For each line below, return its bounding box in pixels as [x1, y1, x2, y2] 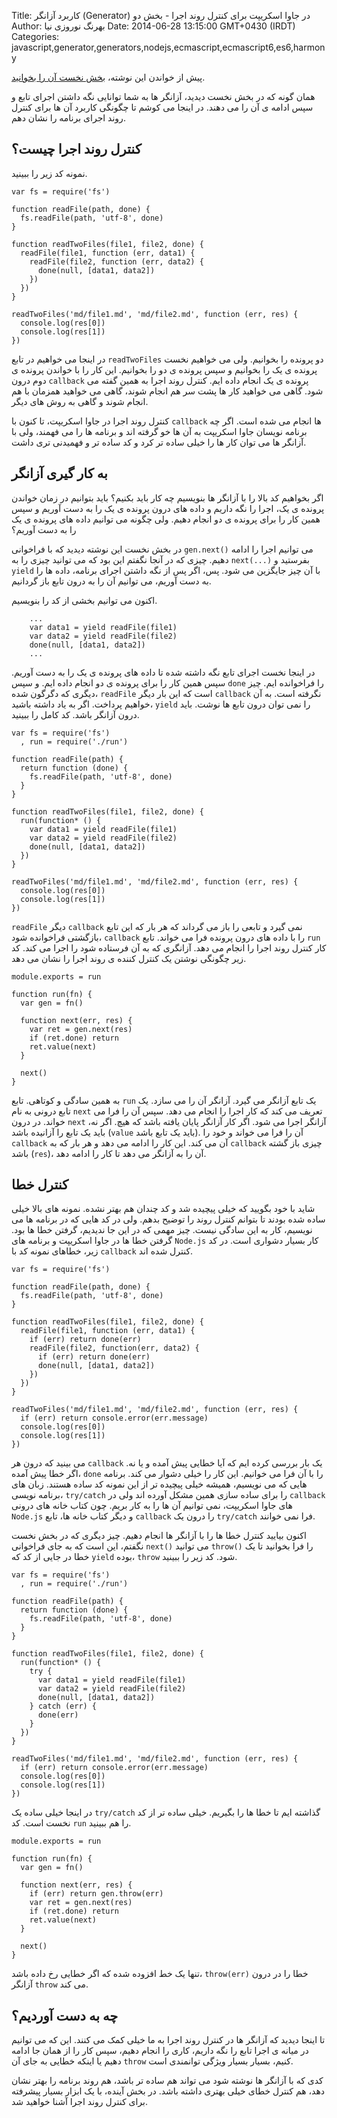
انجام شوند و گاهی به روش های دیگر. [11, 395, 149, 407]
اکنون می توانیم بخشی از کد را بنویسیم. [11, 594, 158, 606]
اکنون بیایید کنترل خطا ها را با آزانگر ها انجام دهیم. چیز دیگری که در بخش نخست [11, 1530, 307, 1542]
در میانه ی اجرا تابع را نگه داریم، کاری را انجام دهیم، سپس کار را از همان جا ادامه [11, 2045, 309, 2057]
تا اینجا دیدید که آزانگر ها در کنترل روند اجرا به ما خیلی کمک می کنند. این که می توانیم [11, 2034, 326, 2046]
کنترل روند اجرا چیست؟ [11, 141, 142, 158]
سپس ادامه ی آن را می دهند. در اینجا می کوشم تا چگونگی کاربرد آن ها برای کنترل [11, 101, 314, 113]
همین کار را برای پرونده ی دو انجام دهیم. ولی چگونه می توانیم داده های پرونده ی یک [11, 513, 321, 525]
